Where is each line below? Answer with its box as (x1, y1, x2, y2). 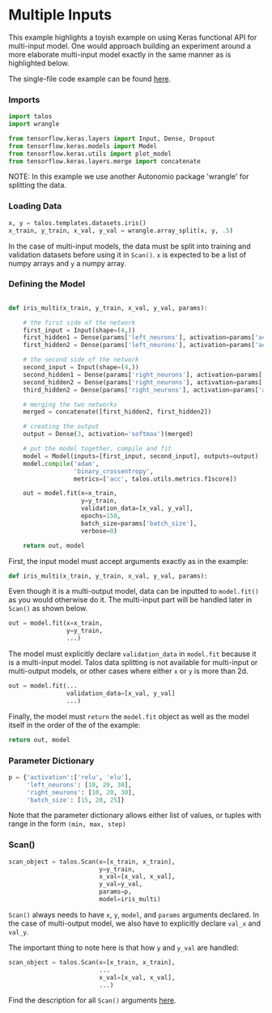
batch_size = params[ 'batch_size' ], (80, 519, 198, 528)
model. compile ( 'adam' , (23, 460, 100, 468)
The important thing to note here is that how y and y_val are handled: (8, 943, 239, 952)
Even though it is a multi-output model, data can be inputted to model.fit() (8, 587, 259, 596)
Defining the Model (8, 278, 86, 290)
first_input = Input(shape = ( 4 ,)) (23, 326, 136, 334)
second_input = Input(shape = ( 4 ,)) (23, 363, 139, 371)
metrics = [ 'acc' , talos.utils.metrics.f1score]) (73, 475, 237, 483)
